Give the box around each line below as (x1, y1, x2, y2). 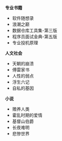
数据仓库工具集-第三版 (12, 28, 58, 33)
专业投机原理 (12, 40, 38, 46)
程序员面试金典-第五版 (12, 34, 58, 39)
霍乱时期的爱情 (12, 113, 42, 118)
